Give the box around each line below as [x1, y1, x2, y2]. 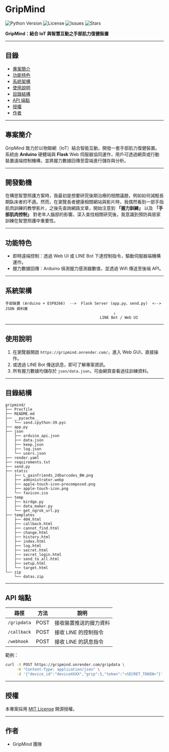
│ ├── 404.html [5, 517, 42, 522]
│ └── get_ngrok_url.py [5, 508, 59, 513]
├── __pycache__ [5, 415, 39, 421]
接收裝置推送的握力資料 [54, 620, 110, 627]
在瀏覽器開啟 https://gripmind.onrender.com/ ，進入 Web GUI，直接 [12, 349, 154, 355]
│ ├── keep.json [5, 442, 44, 447]
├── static [5, 468, 28, 473]
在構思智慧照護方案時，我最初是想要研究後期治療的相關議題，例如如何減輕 [5, 193, 159, 199]
